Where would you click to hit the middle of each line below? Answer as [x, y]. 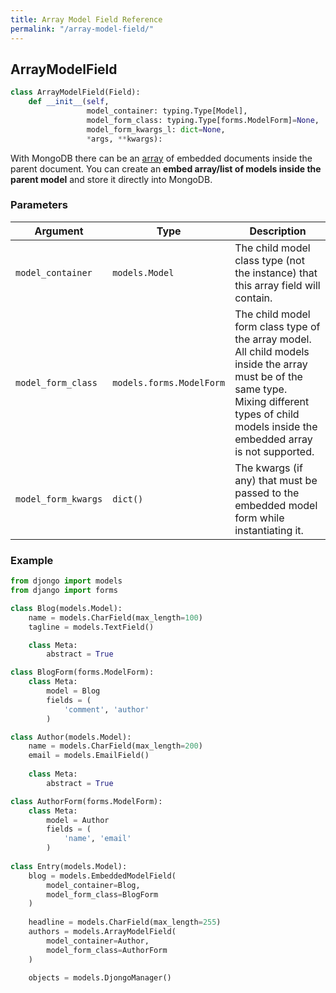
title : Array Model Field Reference [86, 19]
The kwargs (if [268, 468]
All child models [272, 351]
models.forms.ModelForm [169, 382]
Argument [59, 231]
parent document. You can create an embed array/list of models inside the [166, 168]
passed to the [267, 493]
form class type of [277, 326]
